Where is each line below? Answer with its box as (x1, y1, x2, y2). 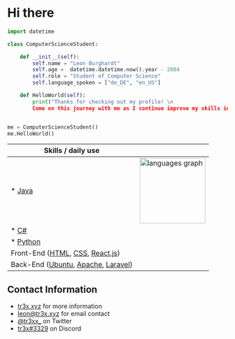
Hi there (7, 5, 55, 21)
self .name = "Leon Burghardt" (32, 59, 120, 67)
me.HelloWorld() (7, 130, 55, 137)
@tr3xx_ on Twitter (17, 317, 72, 326)
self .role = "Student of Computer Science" (32, 73, 161, 80)
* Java (10, 186, 34, 196)
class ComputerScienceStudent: (7, 41, 99, 48)
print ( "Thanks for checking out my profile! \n (32, 98, 173, 106)
